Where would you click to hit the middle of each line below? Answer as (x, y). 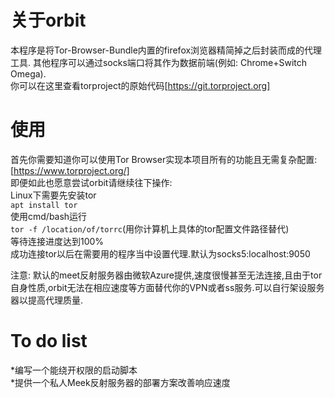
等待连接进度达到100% (57, 241)
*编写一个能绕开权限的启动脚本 (74, 370)
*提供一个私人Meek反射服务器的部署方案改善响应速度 (120, 382)
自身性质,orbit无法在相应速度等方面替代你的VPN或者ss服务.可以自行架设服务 (167, 287)
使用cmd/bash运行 (49, 216)
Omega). (28, 73)
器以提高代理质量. (47, 300)
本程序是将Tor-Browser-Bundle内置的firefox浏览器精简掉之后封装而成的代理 (166, 50)
